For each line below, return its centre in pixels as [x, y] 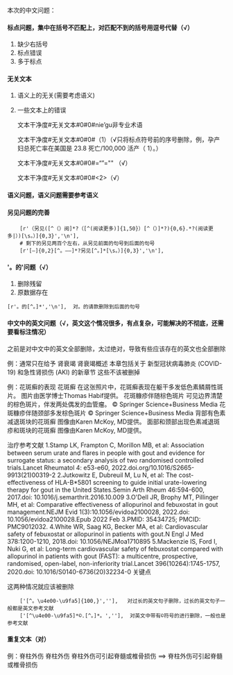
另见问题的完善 [28, 212]
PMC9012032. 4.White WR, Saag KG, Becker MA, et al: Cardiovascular [107, 526]
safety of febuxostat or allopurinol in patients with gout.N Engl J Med [105, 534]
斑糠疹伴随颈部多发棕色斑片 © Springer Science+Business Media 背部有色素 [116, 412]
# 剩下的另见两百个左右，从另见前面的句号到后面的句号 [87, 244]
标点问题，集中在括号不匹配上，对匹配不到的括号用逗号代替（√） [101, 27]
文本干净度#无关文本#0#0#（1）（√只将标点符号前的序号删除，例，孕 [115, 140]
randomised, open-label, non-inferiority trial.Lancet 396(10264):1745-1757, [114, 563]
